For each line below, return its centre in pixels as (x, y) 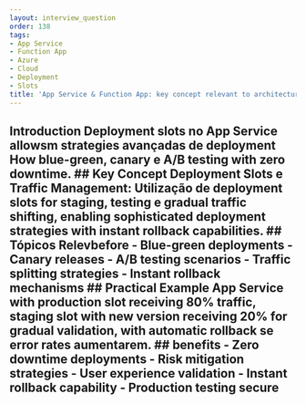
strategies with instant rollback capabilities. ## (146, 230)
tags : (20, 35)
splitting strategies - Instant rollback (115, 273)
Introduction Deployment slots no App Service (143, 131)
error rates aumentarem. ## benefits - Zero (134, 344)
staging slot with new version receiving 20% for (148, 316)
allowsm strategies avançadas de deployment (143, 145)
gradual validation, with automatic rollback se (142, 331)
